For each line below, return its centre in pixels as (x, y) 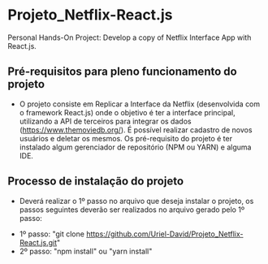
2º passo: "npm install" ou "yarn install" (86, 251)
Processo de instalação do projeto (96, 182)
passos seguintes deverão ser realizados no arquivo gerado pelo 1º (132, 210)
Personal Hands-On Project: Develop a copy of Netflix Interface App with (130, 37)
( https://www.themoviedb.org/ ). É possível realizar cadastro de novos (136, 130)
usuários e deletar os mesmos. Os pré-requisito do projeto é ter (126, 138)
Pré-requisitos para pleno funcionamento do (122, 72)
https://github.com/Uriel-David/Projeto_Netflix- (164, 234)
